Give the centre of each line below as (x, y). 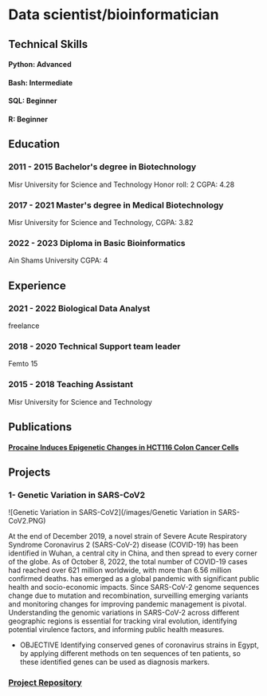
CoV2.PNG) (27, 521)
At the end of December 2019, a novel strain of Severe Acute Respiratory (128, 536)
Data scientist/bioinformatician (114, 15)
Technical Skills (48, 44)
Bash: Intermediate (41, 82)
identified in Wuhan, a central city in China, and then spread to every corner (133, 553)
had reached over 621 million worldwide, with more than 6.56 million (120, 570)
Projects (29, 472)
